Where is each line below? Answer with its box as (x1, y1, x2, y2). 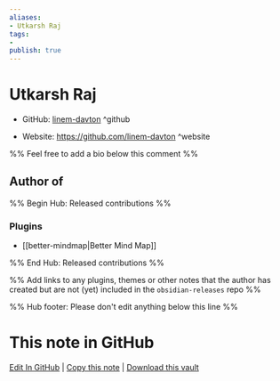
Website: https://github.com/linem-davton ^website (21, 131, 211, 142)
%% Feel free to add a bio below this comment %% (9, 149, 198, 159)
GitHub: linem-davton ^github (21, 114, 131, 125)
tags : (9, 29, 29, 38)
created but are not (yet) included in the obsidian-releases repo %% (9, 284, 261, 295)
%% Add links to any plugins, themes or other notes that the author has (9, 275, 271, 286)
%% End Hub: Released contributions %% (9, 257, 164, 268)
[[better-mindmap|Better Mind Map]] (21, 240, 157, 251)
